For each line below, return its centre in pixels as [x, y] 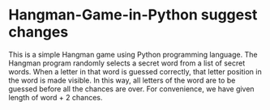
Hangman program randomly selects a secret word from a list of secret [127, 63]
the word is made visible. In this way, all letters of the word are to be [122, 80]
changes [39, 32]
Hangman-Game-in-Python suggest [133, 15]
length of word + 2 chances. [56, 97]
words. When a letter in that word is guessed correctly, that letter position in [135, 71]
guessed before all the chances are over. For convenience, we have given [131, 89]
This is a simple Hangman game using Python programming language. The [133, 54]
